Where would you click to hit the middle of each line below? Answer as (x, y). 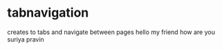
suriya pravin (26, 39)
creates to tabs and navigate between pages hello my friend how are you (111, 32)
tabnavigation (48, 13)
